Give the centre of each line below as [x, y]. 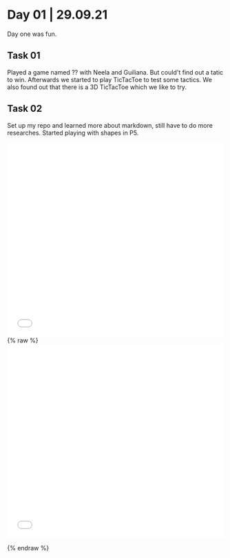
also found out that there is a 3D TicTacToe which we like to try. [97, 87]
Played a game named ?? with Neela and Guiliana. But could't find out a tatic [115, 72]
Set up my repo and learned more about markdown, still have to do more [110, 125]
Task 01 [24, 56]
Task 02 [25, 109]
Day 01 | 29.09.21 [57, 15]
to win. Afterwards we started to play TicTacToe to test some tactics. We [109, 79]
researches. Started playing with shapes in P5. [73, 133]
